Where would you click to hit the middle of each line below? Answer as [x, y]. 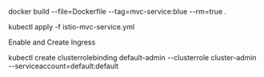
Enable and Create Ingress [52, 42]
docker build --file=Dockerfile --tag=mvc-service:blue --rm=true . [118, 12]
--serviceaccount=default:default [64, 66]
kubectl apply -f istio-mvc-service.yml [72, 27]
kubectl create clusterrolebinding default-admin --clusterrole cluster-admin [133, 58]
